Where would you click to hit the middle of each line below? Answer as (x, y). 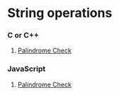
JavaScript (27, 69)
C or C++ (23, 35)
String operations (60, 13)
